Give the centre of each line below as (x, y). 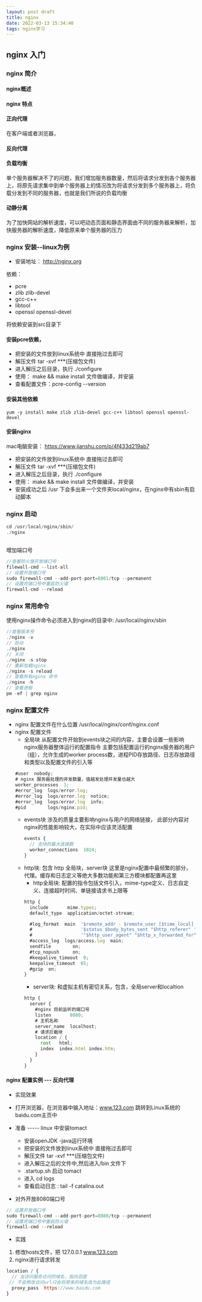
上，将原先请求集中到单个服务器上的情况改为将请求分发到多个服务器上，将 (98, 185)
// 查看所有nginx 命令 (32, 677)
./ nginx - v (20, 638)
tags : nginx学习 (26, 29)
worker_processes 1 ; (42, 785)
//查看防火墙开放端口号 (32, 561)
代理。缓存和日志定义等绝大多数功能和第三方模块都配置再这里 (100, 875)
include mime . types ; (63, 907)
